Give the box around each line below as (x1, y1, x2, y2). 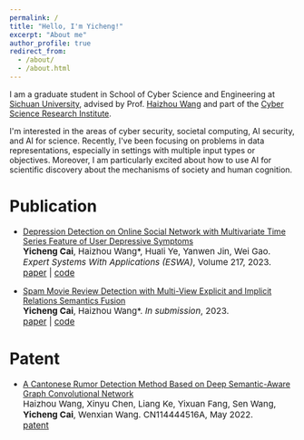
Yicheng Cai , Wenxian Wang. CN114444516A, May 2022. (22, 408, 254, 420)
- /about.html (17, 64, 71, 73)
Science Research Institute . (9, 108, 112, 119)
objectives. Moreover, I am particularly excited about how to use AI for (9, 154, 272, 165)
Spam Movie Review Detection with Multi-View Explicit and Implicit (22, 285, 272, 296)
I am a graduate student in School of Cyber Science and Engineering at (9, 88, 275, 100)
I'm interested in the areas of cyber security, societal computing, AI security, (9, 125, 295, 136)
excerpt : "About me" (9, 30, 88, 39)
